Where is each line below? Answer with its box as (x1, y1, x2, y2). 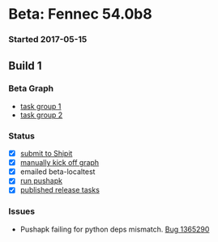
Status (8, 130, 35, 142)
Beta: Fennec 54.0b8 (8, 5, 152, 23)
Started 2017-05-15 (8, 34, 88, 45)
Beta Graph (8, 83, 54, 94)
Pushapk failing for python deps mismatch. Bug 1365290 (19, 224, 210, 234)
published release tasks (19, 185, 100, 195)
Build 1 (8, 58, 42, 73)
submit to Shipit (19, 149, 73, 159)
